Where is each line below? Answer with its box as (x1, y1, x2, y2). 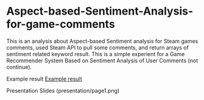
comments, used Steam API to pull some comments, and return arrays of (6, 44, 189, 51)
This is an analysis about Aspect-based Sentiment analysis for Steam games (6, 37, 199, 45)
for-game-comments (6, 17, 116, 31)
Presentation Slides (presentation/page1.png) (6, 87, 120, 94)
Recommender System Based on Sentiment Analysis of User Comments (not (6, 57, 199, 64)
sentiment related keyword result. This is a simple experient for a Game (6, 50, 185, 57)
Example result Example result (6, 75, 82, 82)
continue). (6, 63, 32, 71)
